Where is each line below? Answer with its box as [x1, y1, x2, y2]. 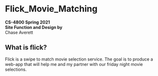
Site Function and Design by [5, 24, 63, 30]
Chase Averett [5, 29, 33, 35]
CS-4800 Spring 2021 [5, 19, 50, 25]
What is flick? [5, 43, 47, 51]
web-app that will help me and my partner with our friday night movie [5, 61, 144, 67]
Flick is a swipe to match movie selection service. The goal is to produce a [5, 56, 153, 62]
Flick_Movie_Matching [5, 3, 98, 14]
